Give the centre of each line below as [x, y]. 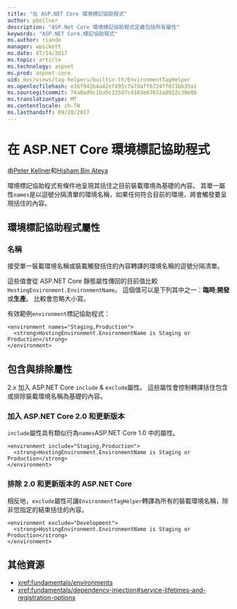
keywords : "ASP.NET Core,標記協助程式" [63, 34]
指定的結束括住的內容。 [54, 509]
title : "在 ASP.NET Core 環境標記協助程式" [67, 14]
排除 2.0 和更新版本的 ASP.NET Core [70, 484]
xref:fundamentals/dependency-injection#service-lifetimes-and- [111, 590]
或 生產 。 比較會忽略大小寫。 [48, 299]
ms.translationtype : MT [42, 100]
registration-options [47, 597]
